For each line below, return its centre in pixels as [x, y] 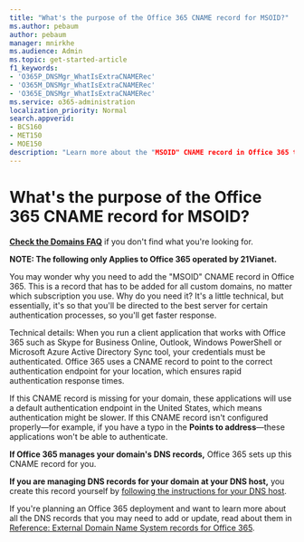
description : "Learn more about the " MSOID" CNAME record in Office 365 [149, 152]
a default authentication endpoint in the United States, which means [136, 407]
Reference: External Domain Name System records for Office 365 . [132, 528]
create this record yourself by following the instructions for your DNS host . [148, 490]
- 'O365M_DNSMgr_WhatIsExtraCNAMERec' [82, 85]
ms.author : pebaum [44, 26]
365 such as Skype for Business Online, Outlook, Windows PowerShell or [146, 342]
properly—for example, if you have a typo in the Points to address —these [147, 427]
